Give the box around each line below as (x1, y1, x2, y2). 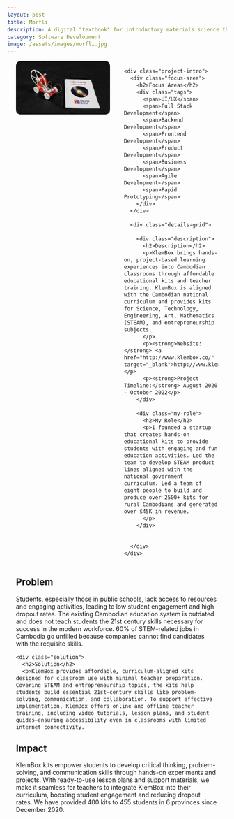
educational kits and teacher (124, 277, 212, 284)
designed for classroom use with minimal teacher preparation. (16, 674, 203, 681)
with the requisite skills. (16, 639, 84, 648)
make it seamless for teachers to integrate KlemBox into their (16, 783, 192, 792)
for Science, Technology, (124, 305, 199, 312)
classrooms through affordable (124, 270, 214, 277)
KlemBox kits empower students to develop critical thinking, (16, 761, 188, 769)
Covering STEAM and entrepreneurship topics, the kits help (16, 681, 194, 688)
